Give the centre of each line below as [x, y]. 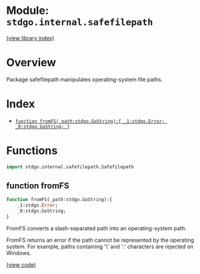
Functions [32, 151]
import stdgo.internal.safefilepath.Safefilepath [70, 167]
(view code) [21, 264]
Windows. [19, 253]
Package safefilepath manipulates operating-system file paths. [85, 79]
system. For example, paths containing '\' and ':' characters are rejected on [100, 246]
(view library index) [30, 38]
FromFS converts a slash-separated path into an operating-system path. [96, 228]
